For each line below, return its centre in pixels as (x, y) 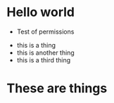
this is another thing (45, 53)
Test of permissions (45, 32)
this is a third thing (44, 60)
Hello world (41, 12)
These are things (57, 89)
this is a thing (36, 45)
